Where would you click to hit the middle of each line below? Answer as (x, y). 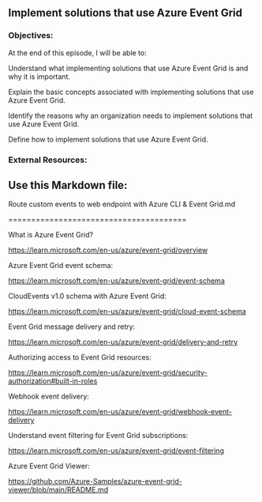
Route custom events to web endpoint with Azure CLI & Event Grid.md (122, 204)
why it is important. (39, 76)
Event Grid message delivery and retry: (72, 326)
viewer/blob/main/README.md (58, 490)
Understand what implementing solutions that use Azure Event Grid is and (128, 68)
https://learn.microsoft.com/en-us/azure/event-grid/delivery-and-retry (123, 342)
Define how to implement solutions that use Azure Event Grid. (108, 139)
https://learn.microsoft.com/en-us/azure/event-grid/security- (108, 373)
